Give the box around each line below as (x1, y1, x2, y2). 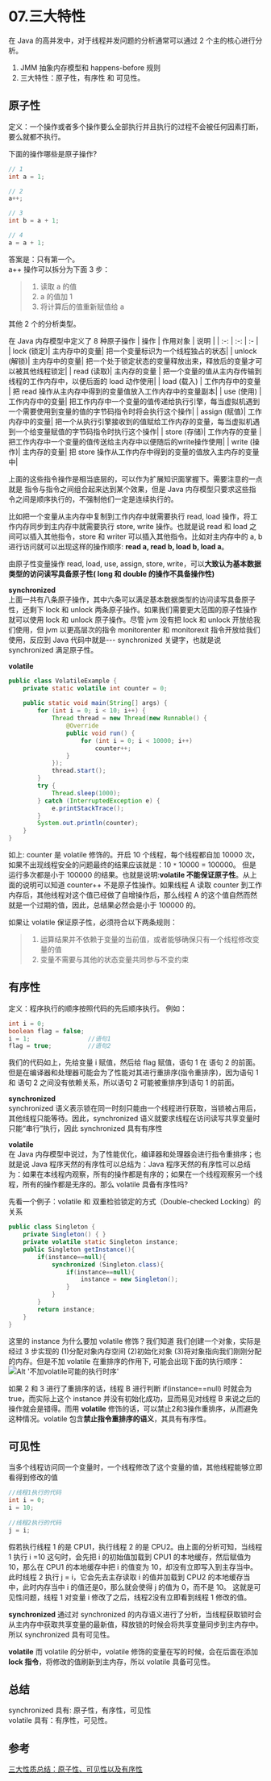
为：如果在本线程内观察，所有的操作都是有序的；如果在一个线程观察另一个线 (8, 1170, 263, 1179)
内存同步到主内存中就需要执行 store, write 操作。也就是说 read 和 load (15, 521, 248, 531)
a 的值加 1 (40, 291, 73, 301)
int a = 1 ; (8, 173, 45, 181)
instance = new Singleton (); (80, 1275, 179, 1283)
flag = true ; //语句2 (8, 1042, 111, 1050)
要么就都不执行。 (8, 131, 65, 141)
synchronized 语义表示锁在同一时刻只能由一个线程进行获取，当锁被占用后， (8, 1103, 261, 1113)
